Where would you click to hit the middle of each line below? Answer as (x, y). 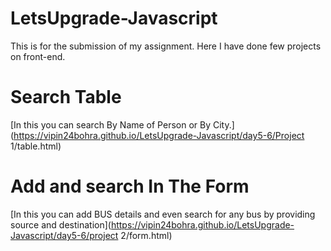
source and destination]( (61, 224)
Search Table (66, 97)
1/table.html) (36, 146)
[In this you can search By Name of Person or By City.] (122, 124)
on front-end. (38, 56)
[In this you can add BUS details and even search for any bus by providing (163, 214)
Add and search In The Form (130, 186)
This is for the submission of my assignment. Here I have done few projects (166, 46)
